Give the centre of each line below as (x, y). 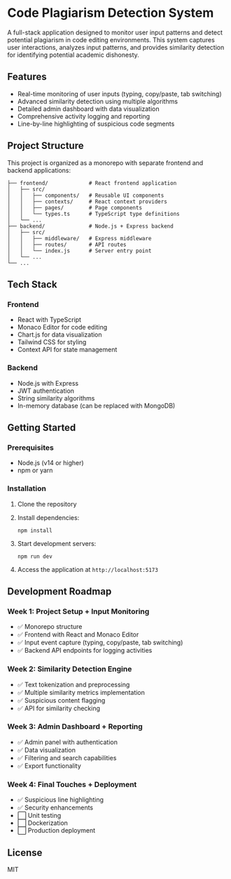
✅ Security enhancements (55, 808)
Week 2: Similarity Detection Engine (70, 669)
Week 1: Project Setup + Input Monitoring (78, 611)
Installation (27, 488)
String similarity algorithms (56, 398)
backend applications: (39, 170)
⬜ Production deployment (56, 831)
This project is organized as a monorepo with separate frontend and (105, 162)
